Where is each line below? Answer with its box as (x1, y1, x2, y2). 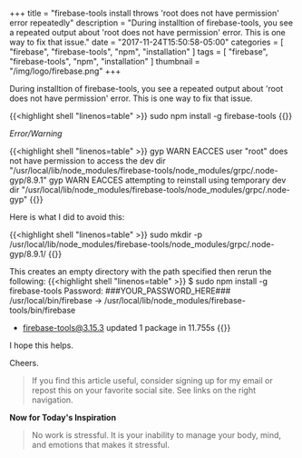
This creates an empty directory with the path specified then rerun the (9, 266, 272, 276)
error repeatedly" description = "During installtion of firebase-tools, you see (9, 17, 293, 28)
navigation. (31, 394, 74, 405)
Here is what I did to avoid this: (9, 212, 125, 222)
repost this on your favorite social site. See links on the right (31, 385, 257, 395)
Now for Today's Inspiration (9, 413, 116, 423)
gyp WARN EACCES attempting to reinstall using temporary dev (48, 174, 287, 185)
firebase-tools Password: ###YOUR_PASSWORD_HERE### (9, 285, 231, 296)
